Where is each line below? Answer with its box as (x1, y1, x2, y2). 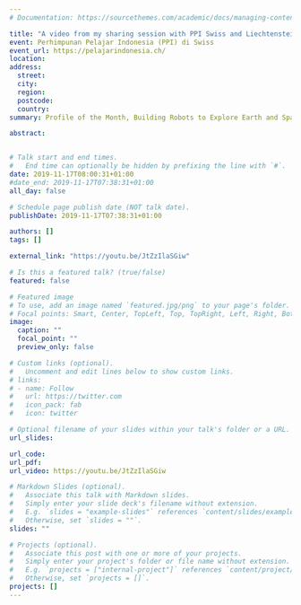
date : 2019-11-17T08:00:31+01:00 (9, 170, 134, 179)
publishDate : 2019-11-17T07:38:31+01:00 (9, 211, 163, 220)
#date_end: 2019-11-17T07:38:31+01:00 (9, 178, 154, 187)
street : (17, 71, 47, 81)
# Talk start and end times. (9, 153, 118, 162)
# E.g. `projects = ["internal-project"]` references (9, 566, 222, 574)
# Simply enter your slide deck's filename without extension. (9, 499, 258, 508)
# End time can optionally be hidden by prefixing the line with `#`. (9, 162, 287, 171)
